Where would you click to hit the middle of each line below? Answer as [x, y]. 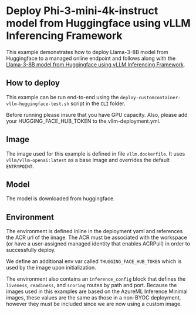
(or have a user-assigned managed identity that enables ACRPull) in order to [98, 244]
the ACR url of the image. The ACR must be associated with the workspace [97, 238]
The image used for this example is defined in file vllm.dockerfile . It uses [96, 153]
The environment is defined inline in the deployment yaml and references [94, 231]
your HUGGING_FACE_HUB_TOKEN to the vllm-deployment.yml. [83, 121]
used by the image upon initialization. [51, 268]
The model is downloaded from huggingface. [61, 198]
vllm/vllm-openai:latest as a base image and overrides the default [88, 160]
